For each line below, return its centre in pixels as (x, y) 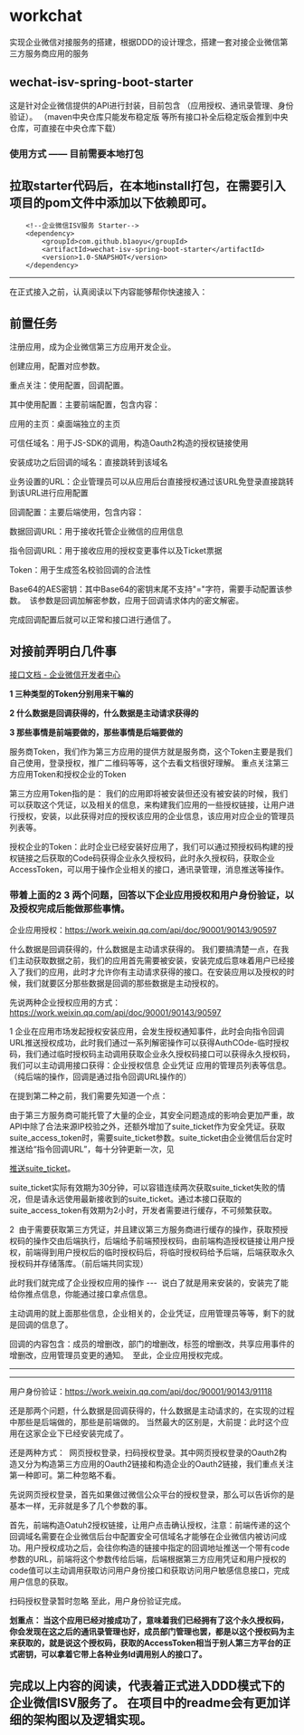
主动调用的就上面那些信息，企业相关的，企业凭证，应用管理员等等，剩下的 (148, 1314)
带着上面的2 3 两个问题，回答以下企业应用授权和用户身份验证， (147, 895)
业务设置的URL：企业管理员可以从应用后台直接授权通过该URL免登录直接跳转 (152, 482)
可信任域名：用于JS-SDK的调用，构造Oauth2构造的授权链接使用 (129, 443)
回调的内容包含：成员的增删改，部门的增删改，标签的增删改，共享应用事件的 (152, 1344)
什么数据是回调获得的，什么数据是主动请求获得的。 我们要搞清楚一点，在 (145, 949)
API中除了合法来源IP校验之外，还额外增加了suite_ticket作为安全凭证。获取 (147, 1127)
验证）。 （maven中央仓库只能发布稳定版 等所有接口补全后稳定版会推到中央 (149, 116)
